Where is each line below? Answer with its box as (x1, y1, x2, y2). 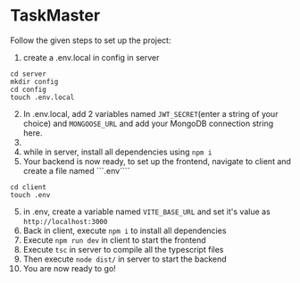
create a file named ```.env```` (22, 165, 130, 176)
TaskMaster (10, 5, 101, 26)
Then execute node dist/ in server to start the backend (22, 254, 227, 264)
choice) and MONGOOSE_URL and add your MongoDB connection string (22, 118, 274, 129)
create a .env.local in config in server (22, 52, 160, 62)
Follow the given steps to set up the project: (10, 35, 171, 46)
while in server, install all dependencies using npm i (22, 146, 212, 157)
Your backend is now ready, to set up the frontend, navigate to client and (22, 155, 291, 166)
